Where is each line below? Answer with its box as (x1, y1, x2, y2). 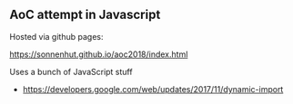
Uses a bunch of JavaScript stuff (9, 66, 134, 77)
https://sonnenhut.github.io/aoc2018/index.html (9, 49, 188, 60)
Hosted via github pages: (9, 31, 104, 42)
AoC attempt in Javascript (9, 7, 161, 23)
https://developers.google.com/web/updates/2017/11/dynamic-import (22, 83, 284, 94)
